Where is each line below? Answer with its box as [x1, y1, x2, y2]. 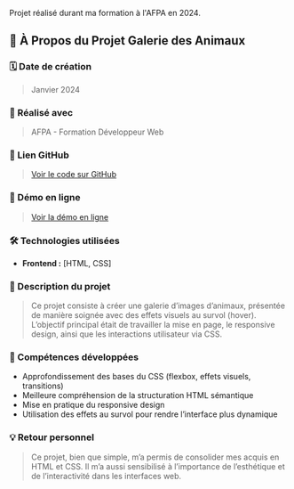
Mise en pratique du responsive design [21, 400, 165, 411]
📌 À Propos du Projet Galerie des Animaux [9, 33, 246, 48]
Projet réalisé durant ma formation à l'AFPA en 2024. [9, 8, 202, 18]
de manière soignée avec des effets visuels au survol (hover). [30, 310, 257, 321]
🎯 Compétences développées [9, 351, 139, 363]
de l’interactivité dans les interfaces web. [30, 470, 182, 481]
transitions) [21, 380, 64, 391]
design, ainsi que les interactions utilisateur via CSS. [30, 329, 223, 339]
